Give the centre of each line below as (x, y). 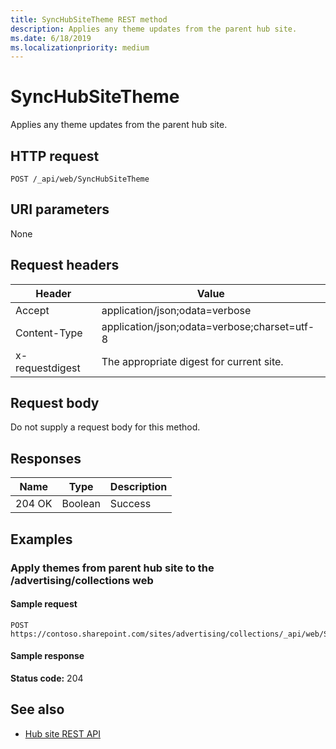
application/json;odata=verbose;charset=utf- (208, 326)
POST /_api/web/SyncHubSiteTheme (80, 179)
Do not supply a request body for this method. (105, 427)
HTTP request (55, 156)
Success (130, 504)
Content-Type (49, 333)
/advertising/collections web (82, 580)
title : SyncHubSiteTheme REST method (89, 19)
